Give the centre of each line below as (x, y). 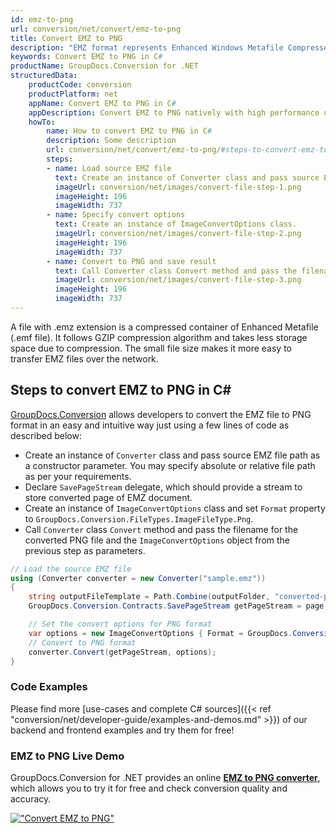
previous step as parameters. (85, 550)
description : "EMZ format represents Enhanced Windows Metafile (147, 47)
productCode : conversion (80, 85)
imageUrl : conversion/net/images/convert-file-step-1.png (178, 187)
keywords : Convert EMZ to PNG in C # (86, 57)
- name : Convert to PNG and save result (131, 261)
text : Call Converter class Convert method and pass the (176, 271)
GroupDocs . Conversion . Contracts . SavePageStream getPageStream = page (176, 606)
